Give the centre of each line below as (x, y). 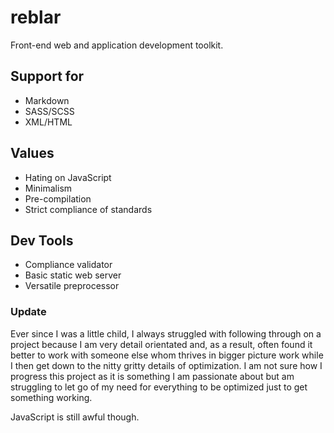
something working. (51, 397)
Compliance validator (68, 265)
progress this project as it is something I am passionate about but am (152, 376)
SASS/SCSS (49, 111)
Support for (47, 76)
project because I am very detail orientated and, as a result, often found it (161, 344)
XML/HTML (48, 122)
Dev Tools (42, 240)
